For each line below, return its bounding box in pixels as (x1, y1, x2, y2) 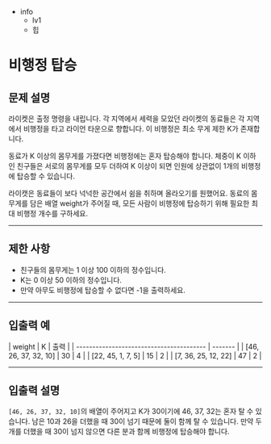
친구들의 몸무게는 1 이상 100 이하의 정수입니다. (19, 265, 167, 274)
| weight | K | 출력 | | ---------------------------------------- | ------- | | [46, (8, 341, 260, 351)
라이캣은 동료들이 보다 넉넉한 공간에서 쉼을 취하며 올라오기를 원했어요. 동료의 (8, 189, 250, 198)
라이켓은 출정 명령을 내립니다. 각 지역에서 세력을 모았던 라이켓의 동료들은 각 (8, 114, 245, 124)
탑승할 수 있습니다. (16, 171, 75, 181)
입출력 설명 (8, 383, 60, 398)
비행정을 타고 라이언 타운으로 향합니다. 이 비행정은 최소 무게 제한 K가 (23, 124, 240, 133)
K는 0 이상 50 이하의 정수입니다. (19, 274, 123, 285)
